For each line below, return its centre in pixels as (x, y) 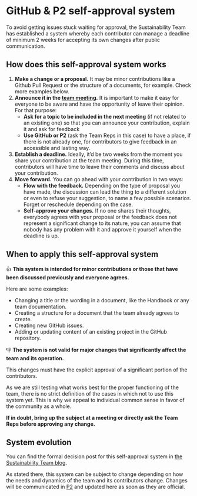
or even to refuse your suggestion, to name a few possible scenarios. (107, 198)
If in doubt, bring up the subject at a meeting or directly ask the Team (92, 417)
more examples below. (42, 91)
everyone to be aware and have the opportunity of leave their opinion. (99, 104)
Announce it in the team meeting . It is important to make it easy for (97, 97)
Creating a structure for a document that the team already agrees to (97, 313)
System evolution (39, 442)
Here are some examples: (37, 289)
